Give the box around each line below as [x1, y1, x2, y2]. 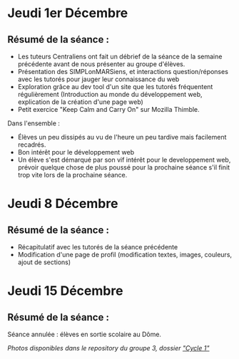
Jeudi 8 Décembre [7, 196, 118, 212]
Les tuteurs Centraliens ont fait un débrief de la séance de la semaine [17, 52, 223, 61]
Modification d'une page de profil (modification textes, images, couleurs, [17, 251, 233, 259]
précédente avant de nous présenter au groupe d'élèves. [17, 60, 185, 68]
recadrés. [17, 140, 46, 149]
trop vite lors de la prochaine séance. [17, 171, 128, 179]
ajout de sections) [17, 258, 71, 266]
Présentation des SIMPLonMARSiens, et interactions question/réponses [17, 68, 228, 76]
